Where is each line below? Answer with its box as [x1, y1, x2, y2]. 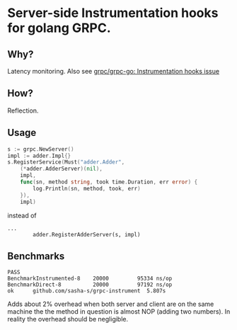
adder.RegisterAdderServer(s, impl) [33, 231, 141, 238]
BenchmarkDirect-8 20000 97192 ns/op [7, 281, 173, 288]
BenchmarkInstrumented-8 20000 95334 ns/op [7, 275, 173, 283]
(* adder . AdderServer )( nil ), [20, 165, 103, 173]
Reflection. [7, 106, 39, 115]
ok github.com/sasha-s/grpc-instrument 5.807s [7, 288, 166, 295]
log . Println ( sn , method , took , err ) [33, 185, 141, 192]
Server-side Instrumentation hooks [7, 5, 219, 21]
